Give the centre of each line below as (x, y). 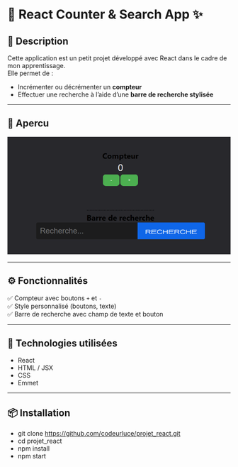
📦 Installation (39, 413)
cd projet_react (40, 441)
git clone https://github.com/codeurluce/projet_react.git (99, 434)
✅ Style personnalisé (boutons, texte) (62, 306)
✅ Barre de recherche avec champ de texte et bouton (85, 314)
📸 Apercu (28, 123)
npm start (32, 456)
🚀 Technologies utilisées (63, 344)
